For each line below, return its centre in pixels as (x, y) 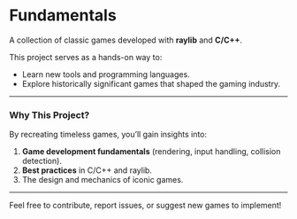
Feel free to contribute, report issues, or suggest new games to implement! (145, 206)
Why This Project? (49, 114)
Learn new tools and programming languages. (106, 74)
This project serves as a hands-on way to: (86, 57)
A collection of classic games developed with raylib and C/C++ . (126, 40)
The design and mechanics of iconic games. (103, 180)
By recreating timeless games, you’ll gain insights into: (108, 135)
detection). (42, 161)
